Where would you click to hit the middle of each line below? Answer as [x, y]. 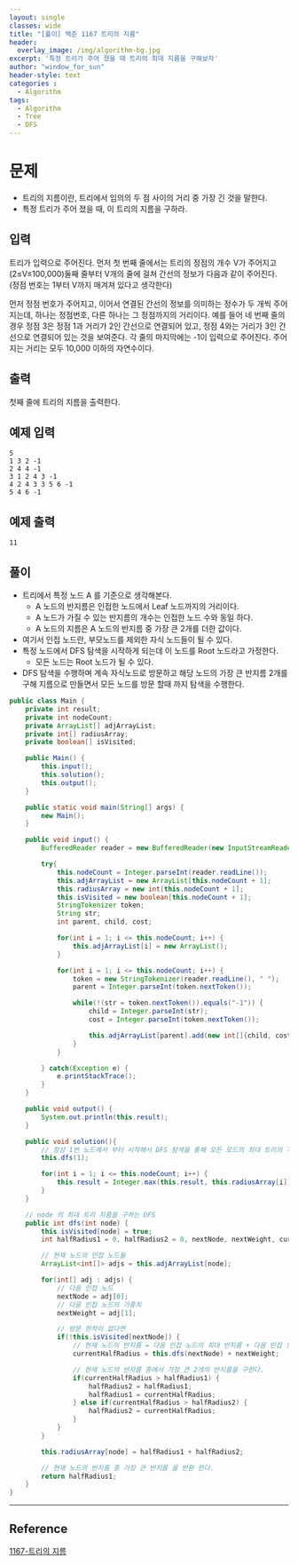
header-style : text [45, 75]
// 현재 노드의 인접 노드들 [83, 1256]
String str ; [78, 914]
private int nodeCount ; [69, 717]
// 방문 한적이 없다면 [91, 1329]
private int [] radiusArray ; [77, 734]
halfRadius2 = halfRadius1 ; [140, 1386]
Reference [39, 1529]
